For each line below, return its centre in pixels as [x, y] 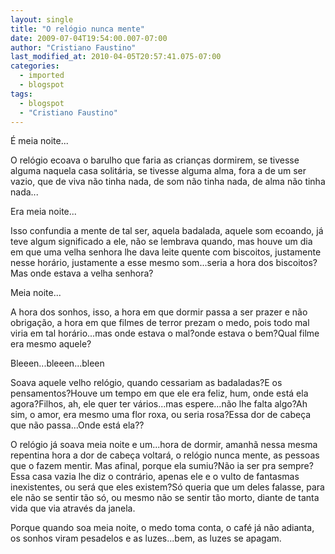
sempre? [296, 466]
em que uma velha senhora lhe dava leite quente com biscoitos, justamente [166, 252]
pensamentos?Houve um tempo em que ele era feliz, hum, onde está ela [159, 393]
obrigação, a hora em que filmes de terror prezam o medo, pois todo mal [160, 323]
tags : [21, 94]
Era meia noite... [43, 212]
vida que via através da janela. [73, 508]
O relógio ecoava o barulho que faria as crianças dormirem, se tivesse [155, 160]
